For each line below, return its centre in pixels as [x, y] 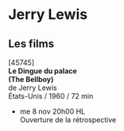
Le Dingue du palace [43, 71]
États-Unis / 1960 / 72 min [51, 96]
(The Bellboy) [31, 79]
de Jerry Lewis [33, 88]
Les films [31, 44]
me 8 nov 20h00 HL [52, 111]
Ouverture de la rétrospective [68, 120]
